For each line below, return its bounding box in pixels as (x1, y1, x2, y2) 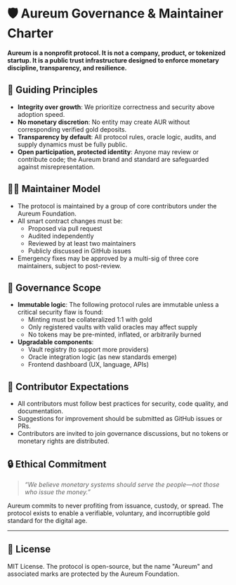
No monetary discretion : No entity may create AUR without (17, 118, 190, 126)
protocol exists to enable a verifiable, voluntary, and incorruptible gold (7, 509, 211, 517)
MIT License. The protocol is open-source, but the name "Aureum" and (7, 562, 213, 570)
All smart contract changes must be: (17, 216, 123, 225)
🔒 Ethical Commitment (7, 458, 107, 470)
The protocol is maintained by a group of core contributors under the (17, 201, 217, 210)
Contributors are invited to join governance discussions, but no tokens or (17, 429, 229, 438)
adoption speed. (17, 110, 65, 118)
